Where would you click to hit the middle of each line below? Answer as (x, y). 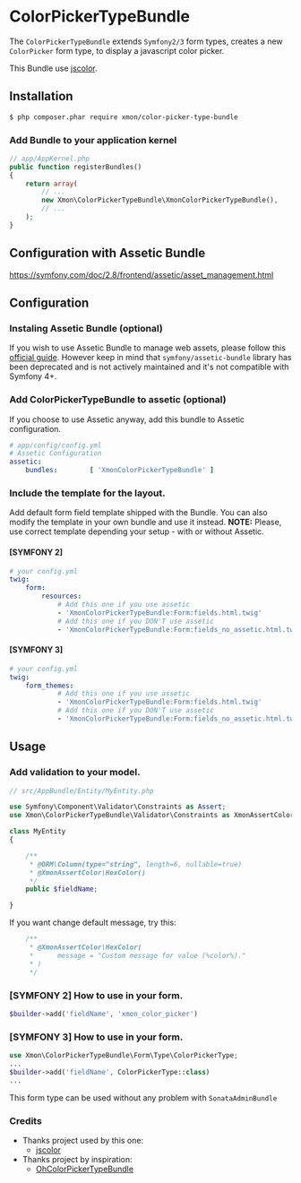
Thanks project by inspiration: (77, 1159)
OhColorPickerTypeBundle (85, 1169)
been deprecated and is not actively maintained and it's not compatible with (149, 367)
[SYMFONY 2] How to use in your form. (96, 995)
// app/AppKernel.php (50, 159)
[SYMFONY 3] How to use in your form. (96, 1037)
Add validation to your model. (75, 773)
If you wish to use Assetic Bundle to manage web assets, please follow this (148, 348)
